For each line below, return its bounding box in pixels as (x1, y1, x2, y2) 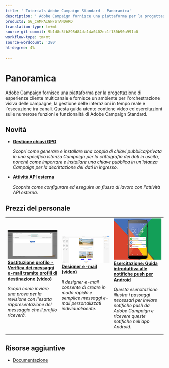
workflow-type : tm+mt (5, 35, 51, 40)
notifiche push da (113, 302, 150, 308)
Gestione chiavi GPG (12, 139, 57, 145)
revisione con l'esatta (7, 296, 52, 302)
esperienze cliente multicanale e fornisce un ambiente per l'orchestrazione (5, 95, 160, 101)
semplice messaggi (61, 295, 102, 301)
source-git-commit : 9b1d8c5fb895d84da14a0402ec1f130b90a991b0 (5, 29, 138, 35)
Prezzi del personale (5, 204, 71, 212)
